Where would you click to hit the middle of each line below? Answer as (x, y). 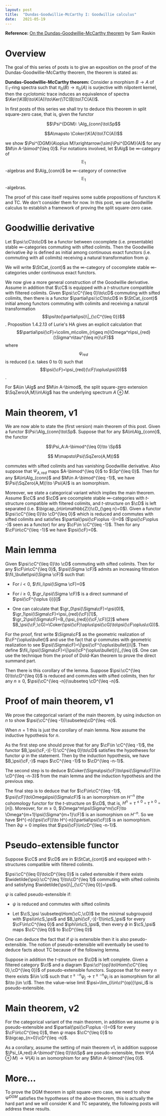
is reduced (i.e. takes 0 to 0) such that (44, 362)
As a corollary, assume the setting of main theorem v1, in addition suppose (82, 1048)
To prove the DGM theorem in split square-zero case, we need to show (78, 1092)
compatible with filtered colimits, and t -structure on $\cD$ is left (90, 503)
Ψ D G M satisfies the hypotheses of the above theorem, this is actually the (79, 1098)
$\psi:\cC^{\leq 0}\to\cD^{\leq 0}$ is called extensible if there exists (74, 874)
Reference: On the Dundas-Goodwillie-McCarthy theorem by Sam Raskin (80, 33)
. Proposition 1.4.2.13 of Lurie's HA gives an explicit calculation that (74, 324)
